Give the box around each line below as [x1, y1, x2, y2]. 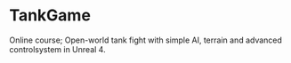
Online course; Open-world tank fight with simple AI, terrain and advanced [9, 35, 283, 45]
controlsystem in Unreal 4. [9, 43, 106, 54]
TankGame [9, 5, 92, 26]
